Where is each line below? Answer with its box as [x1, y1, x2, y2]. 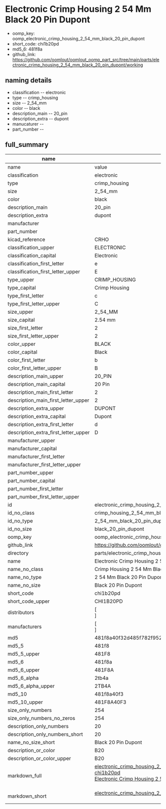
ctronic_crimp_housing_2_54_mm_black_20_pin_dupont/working [12, 62, 143, 68]
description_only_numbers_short [7, 731, 83, 738]
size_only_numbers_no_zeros [7, 714, 76, 721]
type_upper [7, 276, 35, 283]
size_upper [7, 308, 33, 315]
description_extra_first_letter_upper [7, 429, 90, 436]
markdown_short [7, 793, 47, 800]
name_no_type [7, 573, 42, 580]
